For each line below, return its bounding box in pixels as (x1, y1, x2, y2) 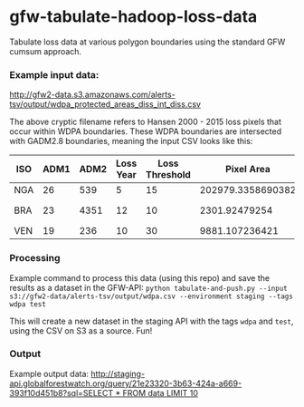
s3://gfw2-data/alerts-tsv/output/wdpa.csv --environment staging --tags (9, 292, 294, 301)
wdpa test (9, 299, 47, 309)
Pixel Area (225, 163, 271, 176)
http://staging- (90, 368, 146, 379)
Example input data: (9, 68, 100, 81)
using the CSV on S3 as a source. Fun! (9, 325, 153, 336)
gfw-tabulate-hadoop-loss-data (9, 6, 258, 27)
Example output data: (9, 368, 89, 379)
